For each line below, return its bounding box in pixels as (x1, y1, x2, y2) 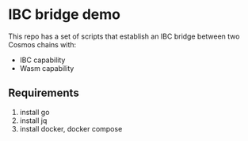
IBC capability (19, 55, 66, 65)
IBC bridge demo (8, 6, 121, 24)
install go (19, 107, 50, 117)
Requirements (8, 87, 79, 100)
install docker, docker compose (19, 124, 123, 133)
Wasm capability (19, 63, 74, 72)
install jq (19, 116, 48, 125)
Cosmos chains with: (8, 39, 77, 49)
